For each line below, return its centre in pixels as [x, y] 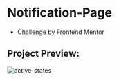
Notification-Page [60, 13]
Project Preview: [43, 54]
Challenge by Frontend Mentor [61, 32]
